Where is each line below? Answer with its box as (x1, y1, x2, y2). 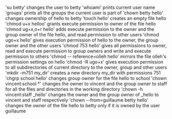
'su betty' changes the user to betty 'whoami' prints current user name (5, 5, 156, 10)
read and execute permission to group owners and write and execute (5, 48, 151, 54)
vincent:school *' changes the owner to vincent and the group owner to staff (5, 81, 167, 87)
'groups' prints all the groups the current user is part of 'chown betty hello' (5, 10, 163, 16)
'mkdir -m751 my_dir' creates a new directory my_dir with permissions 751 (5, 70, 161, 76)
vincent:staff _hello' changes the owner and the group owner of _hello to (5, 92, 159, 97)
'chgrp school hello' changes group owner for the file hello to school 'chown (5, 75, 167, 81)
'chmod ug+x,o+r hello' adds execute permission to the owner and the (5, 26, 155, 32)
